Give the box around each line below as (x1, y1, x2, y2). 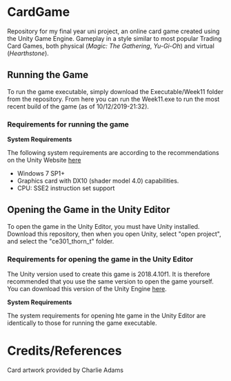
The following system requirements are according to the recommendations (7, 149, 219, 157)
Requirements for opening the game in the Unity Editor (7, 254, 194, 263)
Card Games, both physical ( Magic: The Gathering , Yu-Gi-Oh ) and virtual (7, 41, 215, 50)
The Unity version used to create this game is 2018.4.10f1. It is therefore (7, 270, 210, 279)
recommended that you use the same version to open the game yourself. (7, 277, 214, 286)
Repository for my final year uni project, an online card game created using (7, 27, 220, 35)
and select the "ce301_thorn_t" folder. (7, 236, 114, 245)
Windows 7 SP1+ (17, 169, 66, 178)
